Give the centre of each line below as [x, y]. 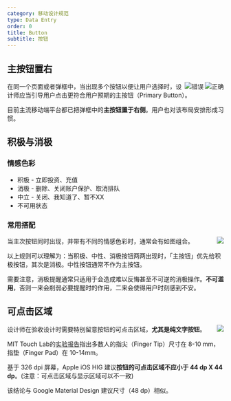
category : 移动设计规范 [38, 13]
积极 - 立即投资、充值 [47, 180]
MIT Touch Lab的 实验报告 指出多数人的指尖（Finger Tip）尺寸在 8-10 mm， [113, 344]
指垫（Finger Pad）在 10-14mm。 [54, 352]
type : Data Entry [32, 20]
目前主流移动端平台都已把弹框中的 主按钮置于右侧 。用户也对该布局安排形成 [112, 109]
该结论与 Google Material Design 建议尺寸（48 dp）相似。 [89, 390]
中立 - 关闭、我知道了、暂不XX [60, 197]
